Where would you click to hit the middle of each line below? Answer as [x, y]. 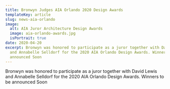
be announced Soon [26, 82]
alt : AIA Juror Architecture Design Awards [56, 29]
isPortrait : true [28, 38]
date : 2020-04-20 [24, 43]
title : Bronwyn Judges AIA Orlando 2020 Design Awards [64, 10]
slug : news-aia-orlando [30, 19]
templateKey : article [28, 15]
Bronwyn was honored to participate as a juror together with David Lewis [81, 71]
